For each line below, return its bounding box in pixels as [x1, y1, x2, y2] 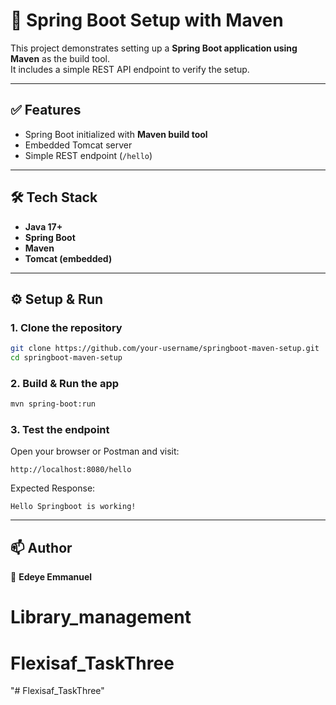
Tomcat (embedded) [24, 252, 113, 264]
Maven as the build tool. [10, 52, 111, 64]
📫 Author [10, 539, 73, 556]
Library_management [10, 606, 192, 629]
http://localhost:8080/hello [10, 465, 132, 475]
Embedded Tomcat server [24, 139, 133, 151]
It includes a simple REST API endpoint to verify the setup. [10, 63, 250, 75]
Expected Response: [10, 482, 96, 494]
